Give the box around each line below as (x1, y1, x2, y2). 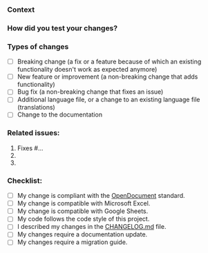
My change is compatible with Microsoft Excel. (17, 199, 151, 208)
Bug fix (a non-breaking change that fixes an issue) (17, 88, 164, 96)
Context (7, 5, 35, 14)
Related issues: (7, 128, 60, 138)
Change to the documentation (17, 110, 102, 119)
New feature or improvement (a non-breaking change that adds (17, 72, 198, 81)
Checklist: (7, 176, 43, 185)
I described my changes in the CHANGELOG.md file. (17, 223, 167, 231)
